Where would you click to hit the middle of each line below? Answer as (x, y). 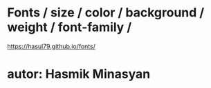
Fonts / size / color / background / (106, 13)
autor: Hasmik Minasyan (79, 74)
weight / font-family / (70, 27)
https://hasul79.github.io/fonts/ (51, 46)
